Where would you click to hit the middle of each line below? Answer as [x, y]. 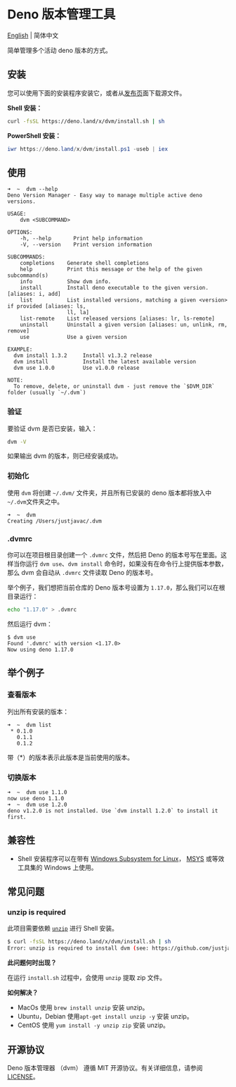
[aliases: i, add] [34, 294]
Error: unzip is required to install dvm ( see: [78, 948]
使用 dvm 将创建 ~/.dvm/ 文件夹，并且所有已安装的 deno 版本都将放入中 [110, 492]
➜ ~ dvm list [29, 725]
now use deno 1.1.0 [36, 798]
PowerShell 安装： [34, 135]
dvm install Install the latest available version [105, 362]
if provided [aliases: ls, [47, 306]
